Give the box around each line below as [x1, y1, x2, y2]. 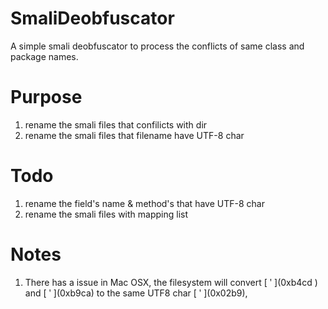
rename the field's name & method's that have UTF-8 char [24, 197, 265, 209]
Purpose [10, 86, 83, 109]
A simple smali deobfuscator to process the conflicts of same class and [10, 40, 305, 52]
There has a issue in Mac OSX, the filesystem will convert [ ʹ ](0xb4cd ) [24, 276, 318, 288]
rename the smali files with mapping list [24, 208, 188, 220]
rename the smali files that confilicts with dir [24, 118, 208, 131]
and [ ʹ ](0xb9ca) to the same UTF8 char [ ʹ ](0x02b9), [24, 287, 248, 299]
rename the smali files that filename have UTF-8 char [24, 129, 245, 141]
